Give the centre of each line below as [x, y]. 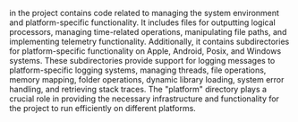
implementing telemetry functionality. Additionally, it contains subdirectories [149, 41]
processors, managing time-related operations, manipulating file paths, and [148, 32]
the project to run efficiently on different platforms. [103, 108]
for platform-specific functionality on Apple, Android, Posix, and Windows [145, 51]
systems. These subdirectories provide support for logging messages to [142, 61]
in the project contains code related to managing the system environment [145, 13]
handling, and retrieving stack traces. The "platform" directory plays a [138, 89]
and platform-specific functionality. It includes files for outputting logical [142, 22]
